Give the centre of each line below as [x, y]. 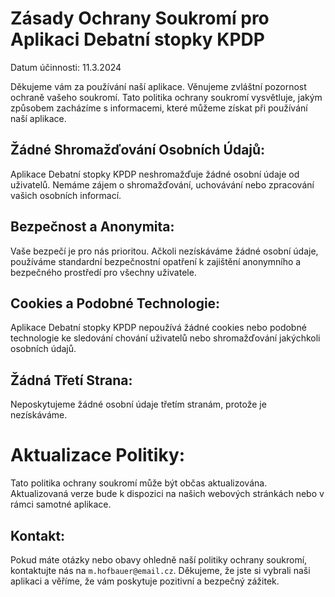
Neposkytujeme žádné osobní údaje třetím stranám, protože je [138, 404]
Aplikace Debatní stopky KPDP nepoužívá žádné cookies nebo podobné [158, 328]
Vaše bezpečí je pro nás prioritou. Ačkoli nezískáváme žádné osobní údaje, [164, 251]
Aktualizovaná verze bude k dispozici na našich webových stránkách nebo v [167, 494]
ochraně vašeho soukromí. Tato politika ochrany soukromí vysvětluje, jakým [166, 97]
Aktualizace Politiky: [98, 455]
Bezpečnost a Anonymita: [92, 227]
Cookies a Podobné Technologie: [115, 303]
